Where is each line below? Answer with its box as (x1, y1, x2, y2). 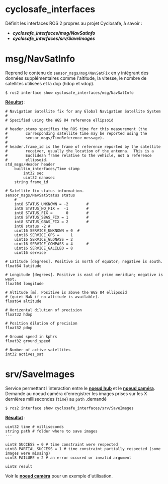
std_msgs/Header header (5, 162, 55, 167)
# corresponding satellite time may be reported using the (5, 131, 147, 136)
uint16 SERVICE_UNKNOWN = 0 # (14, 228, 80, 233)
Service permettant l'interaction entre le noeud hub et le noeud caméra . (5, 385, 155, 391)
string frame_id (14, 179, 49, 185)
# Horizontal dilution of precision (5, 307, 82, 312)
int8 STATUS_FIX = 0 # (14, 210, 89, 216)
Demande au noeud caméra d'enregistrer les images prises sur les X (5, 390, 147, 397)
